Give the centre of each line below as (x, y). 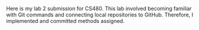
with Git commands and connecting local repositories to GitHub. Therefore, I (100, 15)
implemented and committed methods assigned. (66, 21)
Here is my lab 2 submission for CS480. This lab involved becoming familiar (99, 9)
